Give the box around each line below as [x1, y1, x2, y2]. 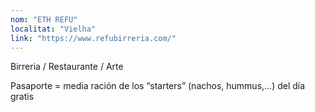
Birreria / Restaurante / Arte [10, 61, 124, 73]
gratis [10, 91, 35, 103]
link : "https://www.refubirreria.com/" [10, 33, 177, 43]
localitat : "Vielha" [10, 24, 97, 34]
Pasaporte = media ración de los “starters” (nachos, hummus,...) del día [10, 80, 306, 92]
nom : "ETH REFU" [10, 14, 78, 25]
